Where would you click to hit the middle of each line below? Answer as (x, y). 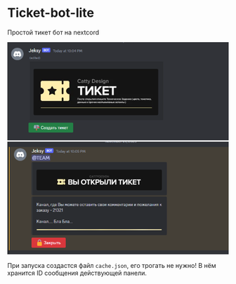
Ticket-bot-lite (51, 13)
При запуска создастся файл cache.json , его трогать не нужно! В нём (112, 265)
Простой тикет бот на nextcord (53, 32)
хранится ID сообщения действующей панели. (77, 273)
